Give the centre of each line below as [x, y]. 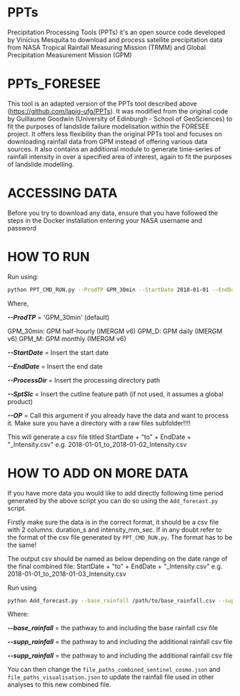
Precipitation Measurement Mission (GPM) [70, 55]
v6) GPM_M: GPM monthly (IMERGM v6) [67, 338]
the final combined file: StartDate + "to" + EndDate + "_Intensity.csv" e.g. [115, 566]
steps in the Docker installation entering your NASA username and [105, 220]
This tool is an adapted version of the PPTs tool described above [102, 104]
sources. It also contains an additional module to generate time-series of [114, 149]
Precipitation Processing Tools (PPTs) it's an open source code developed [116, 32]
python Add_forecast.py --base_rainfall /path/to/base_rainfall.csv [111, 600]
